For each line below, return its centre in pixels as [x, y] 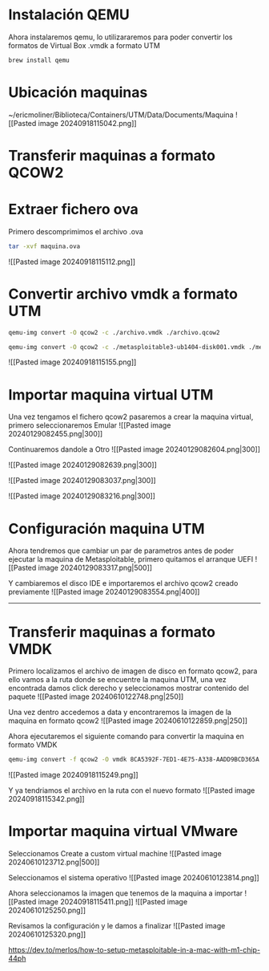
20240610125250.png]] [47, 910]
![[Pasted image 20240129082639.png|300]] [83, 465]
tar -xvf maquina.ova [44, 246]
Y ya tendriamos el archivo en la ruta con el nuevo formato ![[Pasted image [132, 790]
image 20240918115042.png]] [88, 123]
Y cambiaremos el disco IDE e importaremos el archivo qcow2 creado [123, 583]
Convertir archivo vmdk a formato [123, 294]
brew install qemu [39, 60]
